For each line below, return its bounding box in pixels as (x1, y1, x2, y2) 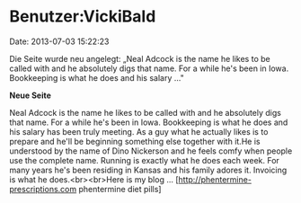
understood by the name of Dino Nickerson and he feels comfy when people (9, 146, 293, 156)
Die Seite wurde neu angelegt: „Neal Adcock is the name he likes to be (9, 53, 271, 64)
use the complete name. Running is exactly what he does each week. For (9, 154, 280, 165)
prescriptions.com (9, 183, 77, 194)
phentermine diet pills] (78, 183, 162, 194)
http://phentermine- (178, 173, 252, 185)
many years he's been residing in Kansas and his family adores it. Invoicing (9, 164, 288, 175)
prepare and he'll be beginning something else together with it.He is (9, 136, 261, 146)
